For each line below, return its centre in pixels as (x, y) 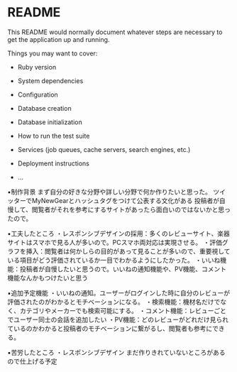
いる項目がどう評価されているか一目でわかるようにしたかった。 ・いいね (114, 260)
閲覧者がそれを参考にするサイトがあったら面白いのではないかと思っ (131, 209)
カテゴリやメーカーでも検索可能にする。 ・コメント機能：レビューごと (123, 310)
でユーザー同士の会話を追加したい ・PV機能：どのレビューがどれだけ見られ (118, 319)
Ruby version (37, 67)
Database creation (45, 108)
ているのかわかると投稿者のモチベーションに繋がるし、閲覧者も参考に (110, 328)
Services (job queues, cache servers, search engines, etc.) (104, 149)
